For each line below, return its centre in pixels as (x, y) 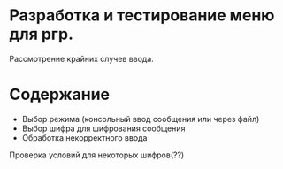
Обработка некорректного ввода (84, 137)
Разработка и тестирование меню (142, 15)
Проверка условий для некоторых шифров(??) (97, 155)
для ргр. (41, 34)
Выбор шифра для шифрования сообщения (103, 128)
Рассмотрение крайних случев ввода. (82, 58)
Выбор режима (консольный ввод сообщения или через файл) (141, 119)
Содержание (60, 95)
